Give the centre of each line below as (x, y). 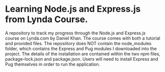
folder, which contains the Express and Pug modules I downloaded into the (81, 48)
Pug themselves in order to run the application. (53, 64)
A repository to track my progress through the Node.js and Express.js (75, 33)
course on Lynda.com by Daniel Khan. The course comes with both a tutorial (83, 38)
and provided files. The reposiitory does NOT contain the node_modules (78, 43)
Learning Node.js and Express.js (73, 9)
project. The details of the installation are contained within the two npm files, (83, 54)
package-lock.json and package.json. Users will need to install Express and (82, 59)
